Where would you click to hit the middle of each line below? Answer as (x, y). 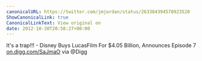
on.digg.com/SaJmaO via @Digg (47, 52)
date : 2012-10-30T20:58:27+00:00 (48, 28)
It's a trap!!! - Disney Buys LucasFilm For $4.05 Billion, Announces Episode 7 (101, 45)
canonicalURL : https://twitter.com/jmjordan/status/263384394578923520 (98, 12)
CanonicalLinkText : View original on (54, 23)
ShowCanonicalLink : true (37, 17)
